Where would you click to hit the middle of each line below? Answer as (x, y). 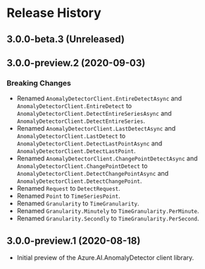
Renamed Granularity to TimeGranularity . (78, 203)
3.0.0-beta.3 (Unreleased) (66, 39)
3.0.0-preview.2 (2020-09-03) (76, 62)
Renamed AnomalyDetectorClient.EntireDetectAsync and (99, 98)
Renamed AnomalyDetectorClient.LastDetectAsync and (96, 128)
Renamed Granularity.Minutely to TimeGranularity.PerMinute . (108, 211)
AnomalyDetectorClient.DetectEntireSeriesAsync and (94, 114)
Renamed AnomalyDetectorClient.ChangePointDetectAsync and (107, 159)
